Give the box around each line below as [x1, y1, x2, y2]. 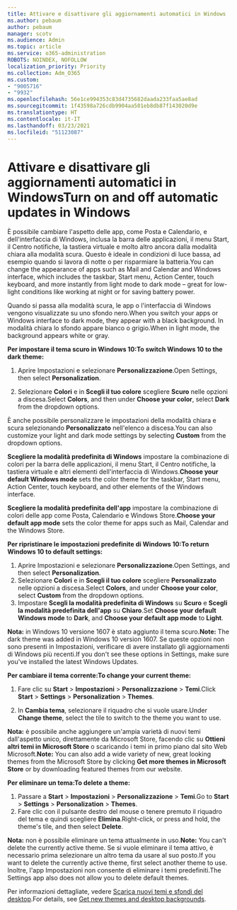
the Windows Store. [7, 526, 65, 535]
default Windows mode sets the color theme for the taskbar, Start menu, [7, 475, 221, 484]
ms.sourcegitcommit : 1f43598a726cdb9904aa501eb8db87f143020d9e [7, 103, 198, 110]
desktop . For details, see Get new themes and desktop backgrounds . [7, 895, 207, 904]
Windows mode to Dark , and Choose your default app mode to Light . [17, 614, 224, 622]
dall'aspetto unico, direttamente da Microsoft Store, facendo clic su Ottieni [7, 735, 226, 743]
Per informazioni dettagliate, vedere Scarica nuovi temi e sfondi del [7, 887, 203, 896]
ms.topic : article [7, 43, 62, 50]
